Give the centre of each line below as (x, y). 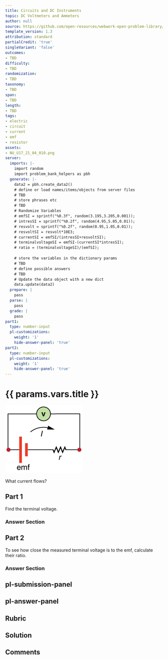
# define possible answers (42, 269)
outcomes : (15, 52)
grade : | (19, 311)
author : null (19, 21)
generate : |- (23, 179)
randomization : (21, 74)
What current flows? (26, 481)
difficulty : (17, 63)
